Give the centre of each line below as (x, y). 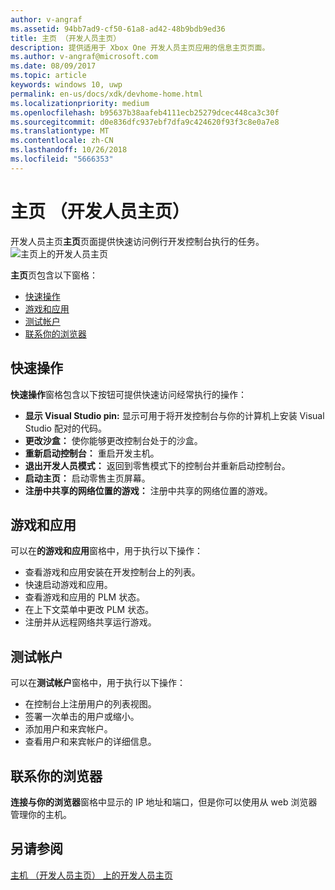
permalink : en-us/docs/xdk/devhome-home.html (106, 94)
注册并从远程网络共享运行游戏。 (90, 622)
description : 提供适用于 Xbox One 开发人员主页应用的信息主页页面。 (140, 47)
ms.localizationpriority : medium (80, 103)
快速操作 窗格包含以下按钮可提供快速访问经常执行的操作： (128, 394)
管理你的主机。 (41, 814)
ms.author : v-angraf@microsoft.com (84, 57)
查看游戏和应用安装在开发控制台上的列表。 (112, 572)
